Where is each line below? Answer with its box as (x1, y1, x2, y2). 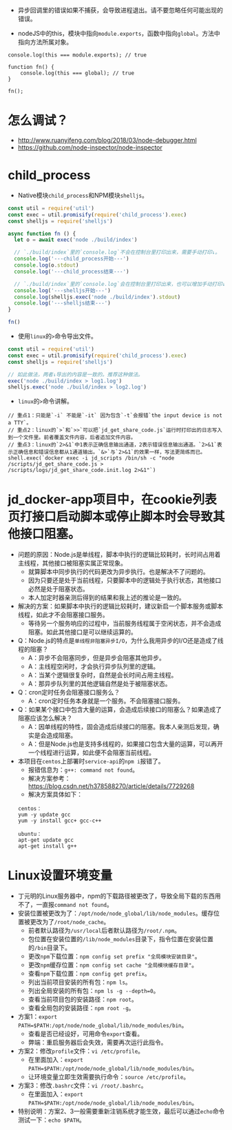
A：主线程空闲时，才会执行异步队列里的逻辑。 (28, 662, 160, 670)
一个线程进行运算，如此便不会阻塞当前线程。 (28, 748, 156, 757)
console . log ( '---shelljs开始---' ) (14, 287, 111, 294)
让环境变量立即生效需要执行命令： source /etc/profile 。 (28, 1073, 190, 1081)
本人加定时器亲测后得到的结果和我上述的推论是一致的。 (28, 593, 185, 602)
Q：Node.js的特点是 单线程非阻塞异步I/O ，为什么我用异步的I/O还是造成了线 (17, 637, 224, 645)
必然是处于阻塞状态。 (28, 585, 89, 593)
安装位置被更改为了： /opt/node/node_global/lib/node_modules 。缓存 (17, 909, 214, 918)
